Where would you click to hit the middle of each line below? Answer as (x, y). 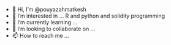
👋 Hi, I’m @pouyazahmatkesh (49, 9)
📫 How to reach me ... (40, 36)
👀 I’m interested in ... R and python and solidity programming (89, 16)
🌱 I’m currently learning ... (45, 22)
